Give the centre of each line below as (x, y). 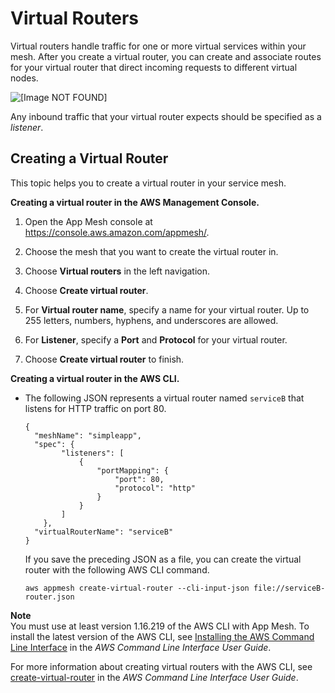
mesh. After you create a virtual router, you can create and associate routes (166, 56)
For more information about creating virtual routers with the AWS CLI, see (161, 666)
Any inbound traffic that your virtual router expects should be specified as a (166, 116)
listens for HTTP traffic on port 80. (95, 408)
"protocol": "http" (155, 488)
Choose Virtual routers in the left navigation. (117, 271)
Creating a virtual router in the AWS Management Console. (135, 202)
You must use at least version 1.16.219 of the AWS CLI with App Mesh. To (160, 626)
